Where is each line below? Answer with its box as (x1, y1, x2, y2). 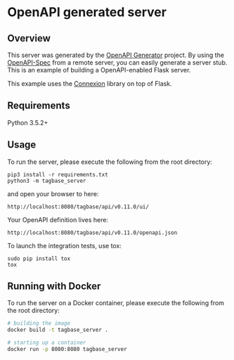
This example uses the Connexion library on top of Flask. (7, 79, 172, 88)
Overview (7, 32, 51, 44)
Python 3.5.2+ (7, 118, 48, 127)
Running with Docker (7, 281, 101, 292)
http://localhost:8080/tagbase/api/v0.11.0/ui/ (7, 203, 150, 210)
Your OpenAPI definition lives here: (7, 215, 109, 224)
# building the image (7, 320, 71, 327)
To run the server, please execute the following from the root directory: (7, 157, 213, 166)
